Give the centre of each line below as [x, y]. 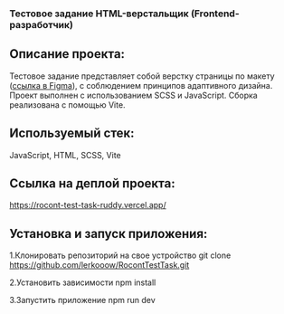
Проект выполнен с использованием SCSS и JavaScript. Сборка [133, 95]
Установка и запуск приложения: [109, 233]
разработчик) [42, 24]
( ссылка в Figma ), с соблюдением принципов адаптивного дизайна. [141, 85]
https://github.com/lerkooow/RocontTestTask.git [99, 265]
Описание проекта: [67, 54]
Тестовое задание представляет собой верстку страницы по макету [142, 76]
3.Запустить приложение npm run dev [82, 300]
